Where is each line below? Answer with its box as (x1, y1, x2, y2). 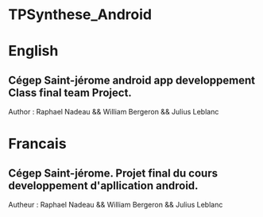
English (8, 42, 59, 60)
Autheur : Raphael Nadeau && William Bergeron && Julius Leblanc (8, 200, 223, 210)
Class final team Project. (8, 86, 133, 99)
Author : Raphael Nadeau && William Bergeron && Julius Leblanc (8, 107, 219, 117)
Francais (8, 135, 67, 153)
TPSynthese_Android (8, 6, 153, 24)
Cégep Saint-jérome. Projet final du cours (8, 166, 219, 180)
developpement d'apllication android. (8, 179, 199, 192)
